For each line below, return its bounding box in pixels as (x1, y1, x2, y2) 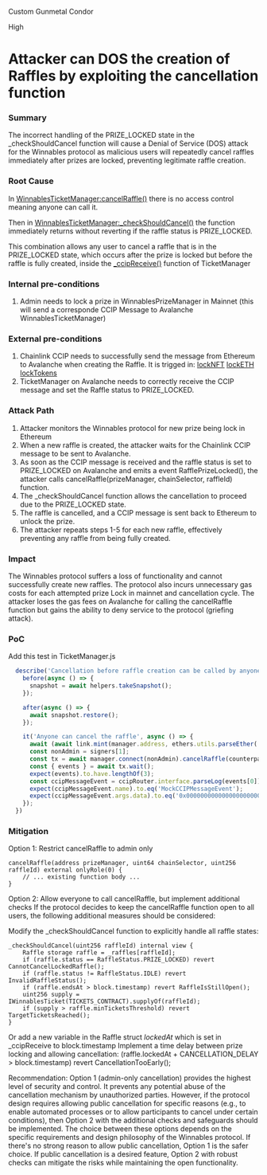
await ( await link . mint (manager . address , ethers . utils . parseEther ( (29, 740, 258, 748)
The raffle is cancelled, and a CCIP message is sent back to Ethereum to (19, 507, 257, 517)
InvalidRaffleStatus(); (8, 977, 87, 985)
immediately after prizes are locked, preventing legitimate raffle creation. (8, 155, 246, 166)
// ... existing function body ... (22, 873, 141, 881)
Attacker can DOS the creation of (8, 50, 230, 69)
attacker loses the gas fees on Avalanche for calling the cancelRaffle (8, 597, 233, 606)
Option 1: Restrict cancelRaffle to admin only (8, 844, 153, 853)
